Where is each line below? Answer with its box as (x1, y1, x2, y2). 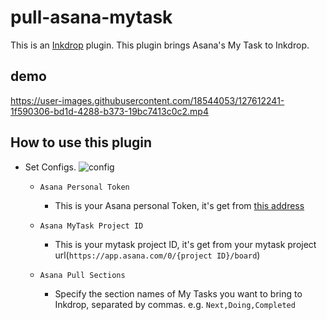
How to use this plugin (10, 134, 153, 151)
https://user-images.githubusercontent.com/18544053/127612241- (10, 94, 285, 106)
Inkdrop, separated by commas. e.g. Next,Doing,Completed (54, 298, 296, 310)
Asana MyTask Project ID (39, 221, 144, 231)
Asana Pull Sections (39, 270, 126, 280)
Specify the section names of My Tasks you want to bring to (54, 287, 303, 300)
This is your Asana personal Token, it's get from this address (54, 199, 305, 211)
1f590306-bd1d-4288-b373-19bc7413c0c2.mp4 (10, 105, 209, 117)
